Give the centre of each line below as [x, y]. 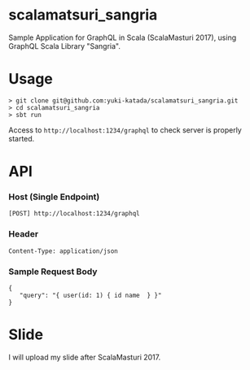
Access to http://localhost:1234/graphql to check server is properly [125, 130]
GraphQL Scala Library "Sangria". [64, 46]
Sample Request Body [53, 272]
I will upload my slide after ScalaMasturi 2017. [85, 357]
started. [22, 138]
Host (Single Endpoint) [54, 197]
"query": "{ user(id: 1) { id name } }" [90, 295]
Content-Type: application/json [63, 251]
